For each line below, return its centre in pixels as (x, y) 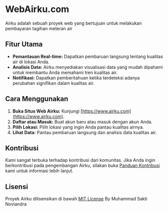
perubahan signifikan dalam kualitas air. (53, 83)
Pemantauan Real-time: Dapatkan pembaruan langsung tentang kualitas (88, 56)
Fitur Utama (24, 44)
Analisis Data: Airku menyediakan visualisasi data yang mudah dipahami (88, 67)
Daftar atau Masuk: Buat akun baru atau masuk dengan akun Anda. (82, 122)
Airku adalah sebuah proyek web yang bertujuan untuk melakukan (73, 23)
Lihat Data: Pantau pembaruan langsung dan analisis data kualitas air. (85, 132)
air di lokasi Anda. (31, 62)
